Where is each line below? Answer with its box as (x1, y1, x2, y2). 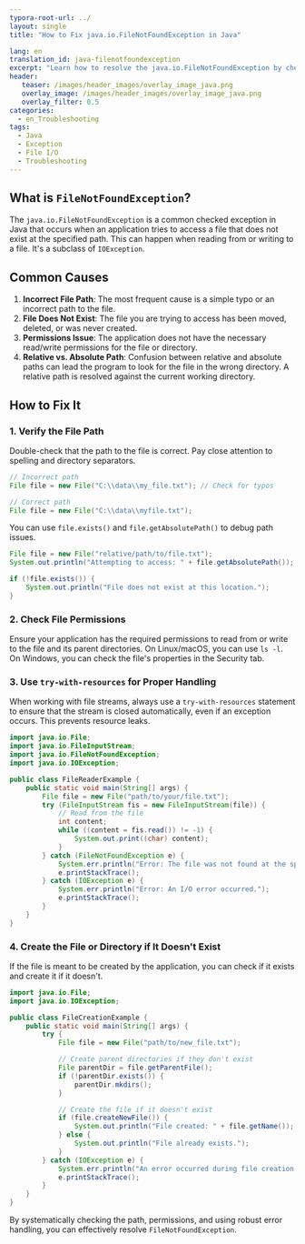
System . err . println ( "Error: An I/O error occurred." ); (57, 885, 271, 894)
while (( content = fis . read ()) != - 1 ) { (57, 826, 213, 835)
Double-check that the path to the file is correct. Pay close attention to (9, 445, 273, 456)
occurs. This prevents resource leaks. (9, 716, 151, 727)
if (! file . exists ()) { (9, 575, 95, 584)
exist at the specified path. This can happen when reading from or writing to (9, 234, 294, 245)
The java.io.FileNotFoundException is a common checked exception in (9, 215, 277, 226)
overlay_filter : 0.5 (21, 97, 100, 106)
